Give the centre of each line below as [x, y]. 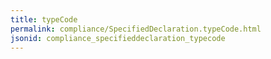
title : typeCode [44, 19]
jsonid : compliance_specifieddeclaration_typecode [118, 38]
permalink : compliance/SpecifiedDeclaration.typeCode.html [136, 29]
